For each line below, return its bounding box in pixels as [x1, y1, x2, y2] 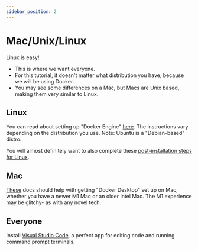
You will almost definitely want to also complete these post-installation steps [6, 147, 192, 155]
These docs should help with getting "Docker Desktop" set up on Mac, [6, 186, 178, 194]
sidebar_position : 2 [6, 8, 57, 15]
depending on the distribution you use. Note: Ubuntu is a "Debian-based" [6, 130, 185, 137]
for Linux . [6, 153, 30, 160]
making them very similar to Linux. [14, 90, 99, 98]
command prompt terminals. [6, 238, 75, 245]
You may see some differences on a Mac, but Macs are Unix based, [14, 84, 180, 91]
